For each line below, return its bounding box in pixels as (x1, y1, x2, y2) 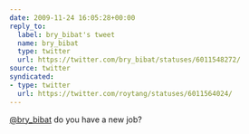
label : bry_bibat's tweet (17, 30, 116, 39)
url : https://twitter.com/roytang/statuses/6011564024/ (17, 89, 233, 98)
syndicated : (9, 72, 54, 81)
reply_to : (9, 22, 47, 31)
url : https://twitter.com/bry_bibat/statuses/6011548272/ (17, 55, 242, 64)
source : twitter (9, 64, 71, 73)
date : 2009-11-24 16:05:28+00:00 (9, 13, 136, 23)
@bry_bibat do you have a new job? (9, 114, 142, 125)
